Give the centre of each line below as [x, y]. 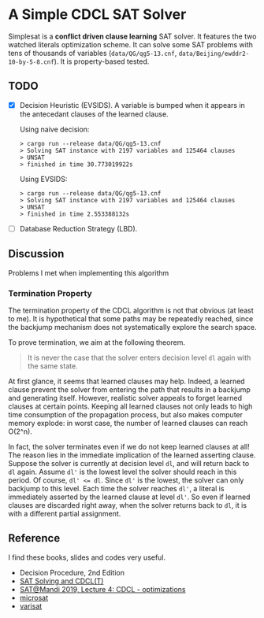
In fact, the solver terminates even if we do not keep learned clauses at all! [129, 446]
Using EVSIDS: [43, 179]
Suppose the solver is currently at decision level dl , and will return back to [129, 463]
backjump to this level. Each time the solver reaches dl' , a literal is [116, 488]
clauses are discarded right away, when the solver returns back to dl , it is [127, 505]
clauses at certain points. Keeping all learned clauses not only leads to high [130, 406]
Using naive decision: [54, 129]
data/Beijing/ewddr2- [214, 54]
